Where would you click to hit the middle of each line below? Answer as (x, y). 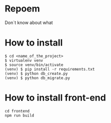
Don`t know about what (29, 22)
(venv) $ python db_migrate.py (37, 78)
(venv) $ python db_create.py (36, 73)
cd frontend (17, 111)
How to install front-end (55, 98)
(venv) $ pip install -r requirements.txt (50, 69)
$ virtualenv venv (24, 60)
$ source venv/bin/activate (34, 65)
